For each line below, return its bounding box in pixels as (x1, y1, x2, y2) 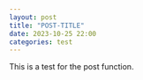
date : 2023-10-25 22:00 (9, 29, 97, 38)
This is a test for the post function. (9, 62, 134, 72)
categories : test (9, 37, 73, 47)
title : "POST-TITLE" (9, 21, 86, 30)
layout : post (9, 12, 57, 22)
